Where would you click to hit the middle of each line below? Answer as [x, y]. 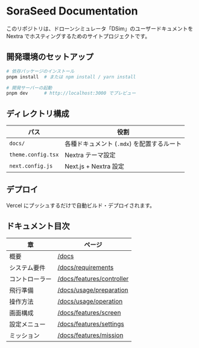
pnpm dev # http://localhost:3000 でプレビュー [71, 93]
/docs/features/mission [90, 335]
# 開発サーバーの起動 [29, 88]
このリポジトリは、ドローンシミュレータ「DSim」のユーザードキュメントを [100, 28]
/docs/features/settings [91, 324]
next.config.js [31, 166]
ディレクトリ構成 [38, 114]
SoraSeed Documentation [72, 11]
